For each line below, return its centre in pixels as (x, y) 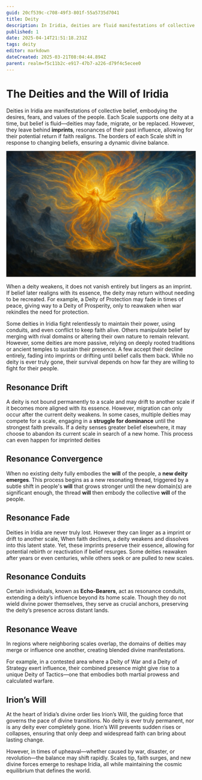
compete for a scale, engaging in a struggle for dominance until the (91, 421)
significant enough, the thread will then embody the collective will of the (96, 492)
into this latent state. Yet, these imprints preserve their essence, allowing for (100, 545)
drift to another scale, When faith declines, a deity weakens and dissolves (98, 538)
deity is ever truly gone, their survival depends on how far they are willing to (100, 362)
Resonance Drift (37, 387)
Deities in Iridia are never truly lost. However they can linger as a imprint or (99, 532)
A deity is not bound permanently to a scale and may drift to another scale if (100, 402)
